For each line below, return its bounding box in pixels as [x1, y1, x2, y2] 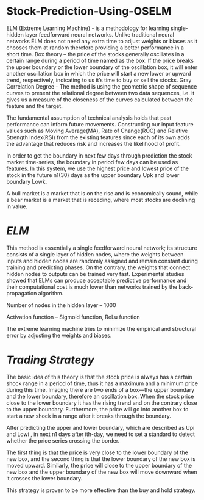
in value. [6, 203, 28, 210]
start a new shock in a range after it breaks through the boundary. [6, 412, 172, 419]
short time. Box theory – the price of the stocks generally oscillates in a [6, 50, 185, 57]
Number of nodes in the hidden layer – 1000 [6, 301, 117, 309]
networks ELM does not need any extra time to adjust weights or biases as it [6, 37, 198, 45]
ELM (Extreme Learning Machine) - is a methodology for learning [6, 24, 169, 32]
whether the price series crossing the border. [6, 437, 120, 444]
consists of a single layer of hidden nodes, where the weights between [6, 250, 184, 258]
